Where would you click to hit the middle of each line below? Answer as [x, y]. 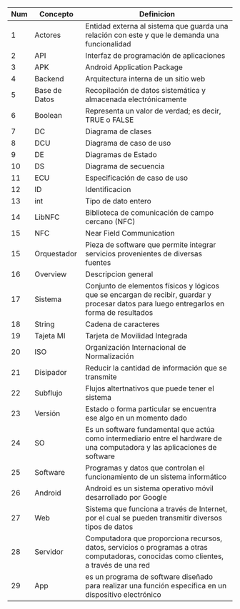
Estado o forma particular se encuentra [151, 409]
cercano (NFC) [110, 222]
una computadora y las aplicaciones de [151, 447]
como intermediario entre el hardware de [154, 438]
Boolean [49, 115]
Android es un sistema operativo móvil [150, 488]
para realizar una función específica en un [156, 586]
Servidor [49, 552]
